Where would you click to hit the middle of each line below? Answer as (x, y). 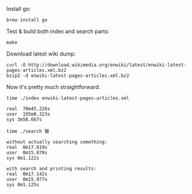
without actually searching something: (57, 142)
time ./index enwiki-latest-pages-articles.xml (68, 98)
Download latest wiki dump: (41, 54)
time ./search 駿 (28, 131)
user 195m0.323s (28, 114)
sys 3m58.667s (24, 120)
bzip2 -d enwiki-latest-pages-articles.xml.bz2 (68, 76)
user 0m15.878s (27, 153)
